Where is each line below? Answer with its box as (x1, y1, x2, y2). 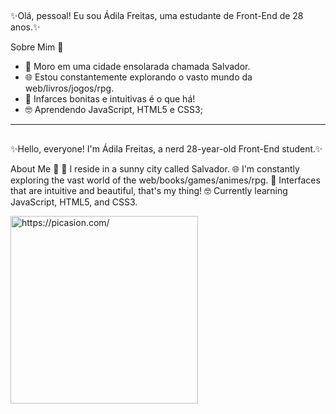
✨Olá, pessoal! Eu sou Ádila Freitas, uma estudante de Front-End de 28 (10, 10, 304, 22)
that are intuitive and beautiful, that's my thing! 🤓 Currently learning (10, 184, 288, 196)
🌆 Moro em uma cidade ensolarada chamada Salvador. (24, 61, 251, 73)
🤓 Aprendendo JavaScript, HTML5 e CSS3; (24, 104, 203, 116)
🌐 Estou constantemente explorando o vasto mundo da (24, 71, 253, 83)
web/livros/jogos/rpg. (24, 82, 115, 95)
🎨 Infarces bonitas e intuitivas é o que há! (24, 93, 196, 105)
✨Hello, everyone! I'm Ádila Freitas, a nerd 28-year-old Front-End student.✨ (10, 142, 323, 155)
